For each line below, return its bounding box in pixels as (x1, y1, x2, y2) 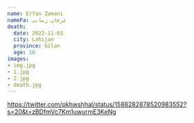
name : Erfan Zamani (7, 10, 64, 17)
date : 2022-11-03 (13, 29, 64, 37)
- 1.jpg (7, 68, 30, 75)
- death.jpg (7, 81, 42, 88)
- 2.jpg (7, 74, 30, 82)
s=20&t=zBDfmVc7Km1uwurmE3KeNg (7, 108, 116, 116)
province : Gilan (13, 42, 60, 49)
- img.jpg (7, 62, 36, 69)
